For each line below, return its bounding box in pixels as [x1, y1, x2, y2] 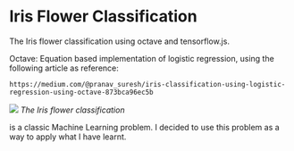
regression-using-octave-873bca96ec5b [9, 88, 154, 96]
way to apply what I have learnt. [9, 131, 127, 142]
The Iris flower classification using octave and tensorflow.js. [9, 36, 231, 46]
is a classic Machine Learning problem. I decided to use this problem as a [9, 122, 280, 132]
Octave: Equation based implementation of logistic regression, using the [9, 53, 274, 63]
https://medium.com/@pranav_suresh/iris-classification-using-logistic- [9, 80, 286, 88]
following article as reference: [9, 63, 119, 73]
